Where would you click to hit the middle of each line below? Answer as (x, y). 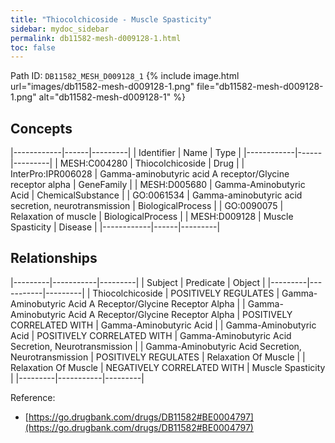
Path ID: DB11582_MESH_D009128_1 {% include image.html (125, 76)
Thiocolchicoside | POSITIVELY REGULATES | (186, 293)
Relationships (54, 258)
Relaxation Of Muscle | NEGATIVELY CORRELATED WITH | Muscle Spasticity (168, 367)
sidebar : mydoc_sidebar (60, 29)
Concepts (41, 128)
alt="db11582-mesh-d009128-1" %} (112, 97)
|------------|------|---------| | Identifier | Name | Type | (126, 153)
